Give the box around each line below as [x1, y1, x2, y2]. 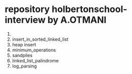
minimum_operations [12, 47, 56, 53]
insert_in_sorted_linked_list [12, 36, 69, 42]
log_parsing [12, 63, 37, 69]
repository [5, 4, 50, 15]
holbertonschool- [51, 4, 127, 15]
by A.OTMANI [47, 14, 107, 26]
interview [5, 14, 46, 26]
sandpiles [12, 52, 32, 58]
